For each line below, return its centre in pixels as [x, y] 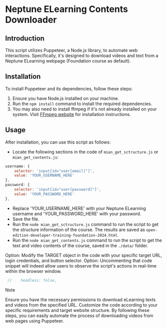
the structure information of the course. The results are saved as [79, 229]
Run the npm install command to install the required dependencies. [82, 103]
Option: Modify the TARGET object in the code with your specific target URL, [84, 255]
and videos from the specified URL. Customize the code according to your [82, 305]
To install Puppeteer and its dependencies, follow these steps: [69, 88]
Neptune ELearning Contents [67, 9]
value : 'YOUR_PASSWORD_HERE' [44, 194]
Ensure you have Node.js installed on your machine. [66, 98]
